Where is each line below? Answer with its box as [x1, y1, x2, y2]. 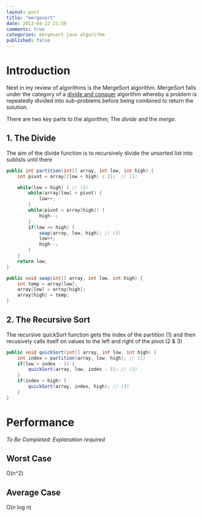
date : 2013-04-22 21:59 [6, 20, 67, 26]
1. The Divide [6, 133, 56, 144]
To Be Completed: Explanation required [6, 436, 105, 443]
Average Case [6, 487, 61, 497]
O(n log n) [6, 504, 32, 511]
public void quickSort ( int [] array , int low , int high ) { [6, 349, 157, 355]
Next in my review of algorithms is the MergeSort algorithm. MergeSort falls [6, 84, 196, 91]
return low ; [17, 258, 48, 264]
